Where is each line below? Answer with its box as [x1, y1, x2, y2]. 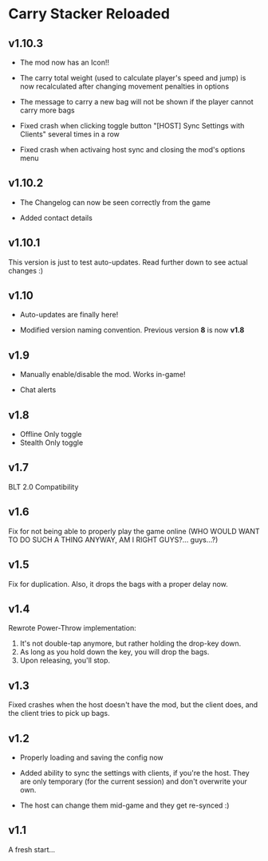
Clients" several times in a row [19, 129, 120, 139]
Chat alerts [19, 385, 57, 395]
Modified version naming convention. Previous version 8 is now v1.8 [19, 325, 245, 335]
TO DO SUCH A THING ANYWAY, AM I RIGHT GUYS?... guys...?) [8, 535, 219, 545]
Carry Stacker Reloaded [8, 5, 170, 23]
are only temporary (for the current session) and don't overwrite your [19, 776, 247, 786]
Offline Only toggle [19, 430, 82, 439]
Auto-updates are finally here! [19, 310, 119, 320]
